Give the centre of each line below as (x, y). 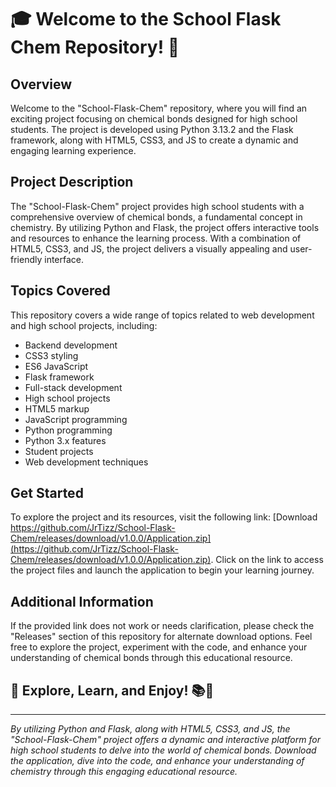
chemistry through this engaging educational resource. (124, 772)
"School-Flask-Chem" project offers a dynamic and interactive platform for (165, 740)
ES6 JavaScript (56, 366)
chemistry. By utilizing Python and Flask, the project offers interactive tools (165, 227)
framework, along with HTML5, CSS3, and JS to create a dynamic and (154, 140)
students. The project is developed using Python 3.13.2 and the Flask (152, 129)
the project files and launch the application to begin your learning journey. (162, 570)
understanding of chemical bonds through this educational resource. (151, 658)
